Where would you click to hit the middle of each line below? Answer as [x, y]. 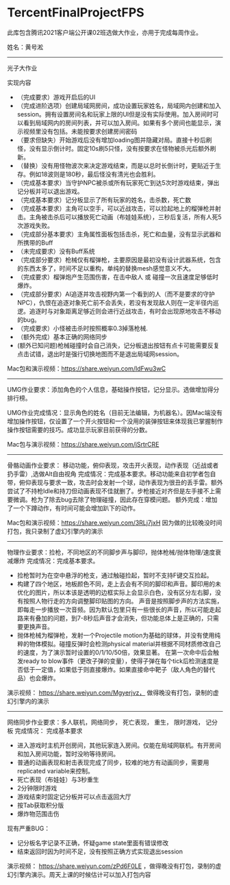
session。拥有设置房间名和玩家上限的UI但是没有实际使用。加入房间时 [115, 114]
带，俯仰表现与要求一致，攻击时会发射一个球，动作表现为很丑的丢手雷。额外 [115, 482]
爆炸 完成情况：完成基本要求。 [56, 560]
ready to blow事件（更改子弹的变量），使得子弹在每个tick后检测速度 [118, 661]
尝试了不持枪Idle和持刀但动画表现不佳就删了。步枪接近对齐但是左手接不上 [111, 490]
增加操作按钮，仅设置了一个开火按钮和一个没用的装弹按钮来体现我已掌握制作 [115, 421]
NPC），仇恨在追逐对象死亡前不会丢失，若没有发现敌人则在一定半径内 [115, 302]
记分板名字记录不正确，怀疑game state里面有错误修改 [93, 843]
